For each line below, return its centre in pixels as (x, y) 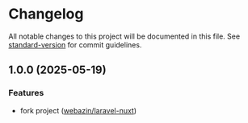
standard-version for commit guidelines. (75, 44)
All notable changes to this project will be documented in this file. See (124, 36)
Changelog (46, 14)
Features (26, 93)
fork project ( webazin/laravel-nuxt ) (78, 110)
